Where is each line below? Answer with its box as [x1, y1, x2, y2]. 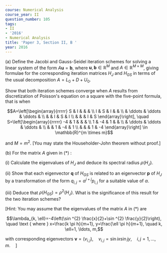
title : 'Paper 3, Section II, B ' [5, 40, 77, 45]
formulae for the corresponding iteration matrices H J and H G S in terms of [5, 70, 156, 78]
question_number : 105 [5, 17, 50, 22]
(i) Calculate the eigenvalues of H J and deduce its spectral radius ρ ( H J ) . [5, 159, 153, 167]
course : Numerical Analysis [5, 7, 64, 13]
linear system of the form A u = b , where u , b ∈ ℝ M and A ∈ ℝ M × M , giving [5, 64, 159, 71]
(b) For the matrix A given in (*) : [5, 150, 72, 156]
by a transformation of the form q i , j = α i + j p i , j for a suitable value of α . [5, 177, 149, 185]
